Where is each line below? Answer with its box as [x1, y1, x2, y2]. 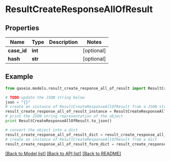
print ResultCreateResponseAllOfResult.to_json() [5, 119, 112, 124]
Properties [5, 24, 39, 32]
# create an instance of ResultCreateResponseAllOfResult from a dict [5, 137, 157, 142]
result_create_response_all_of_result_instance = [5, 109, 112, 114]
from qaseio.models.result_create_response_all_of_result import [5, 86, 146, 91]
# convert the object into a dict [5, 127, 78, 132]
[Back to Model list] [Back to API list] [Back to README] [5, 150, 121, 157]
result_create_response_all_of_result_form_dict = [5, 141, 114, 147]
